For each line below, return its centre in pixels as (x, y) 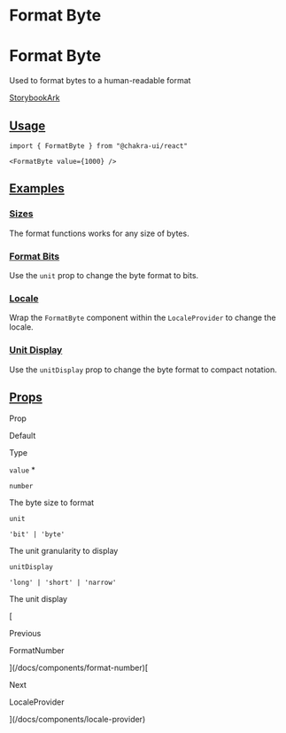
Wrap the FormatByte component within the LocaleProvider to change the (143, 318)
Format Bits (35, 256)
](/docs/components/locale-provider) (77, 720)
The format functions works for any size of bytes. (99, 233)
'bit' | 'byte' (37, 534)
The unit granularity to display (64, 551)
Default (23, 436)
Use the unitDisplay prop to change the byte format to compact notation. (143, 370)
